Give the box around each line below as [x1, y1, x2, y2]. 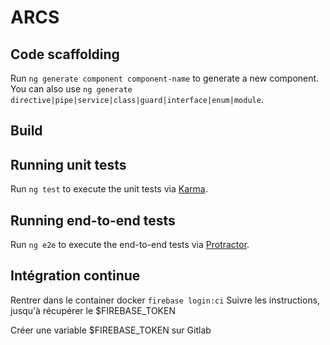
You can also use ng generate [10, 83, 133, 95]
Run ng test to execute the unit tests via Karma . [10, 183, 208, 195]
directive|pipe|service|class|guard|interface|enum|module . [10, 94, 264, 105]
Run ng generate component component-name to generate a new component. [10, 72, 320, 84]
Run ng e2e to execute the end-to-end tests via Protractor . [10, 239, 250, 251]
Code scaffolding [10, 46, 120, 63]
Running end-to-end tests [10, 212, 176, 229]
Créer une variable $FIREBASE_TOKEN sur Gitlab [10, 324, 212, 336]
